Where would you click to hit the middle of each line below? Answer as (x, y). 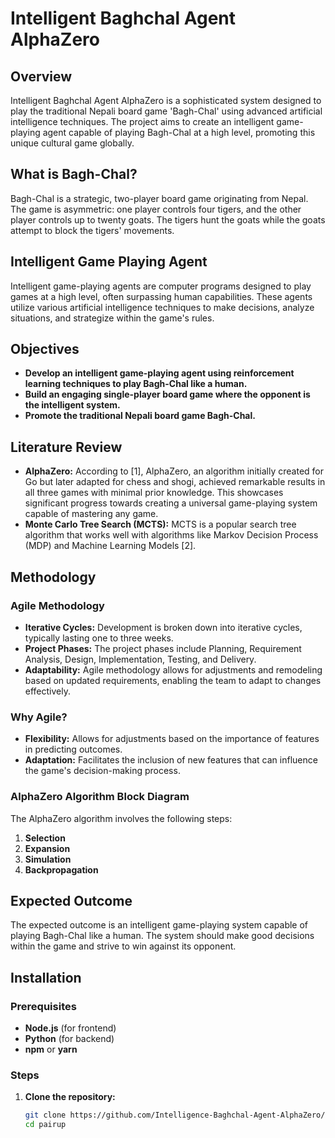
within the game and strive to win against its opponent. (123, 946)
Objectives (45, 349)
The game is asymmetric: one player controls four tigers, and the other (156, 209)
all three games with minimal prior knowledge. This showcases (154, 493)
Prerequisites (43, 1006)
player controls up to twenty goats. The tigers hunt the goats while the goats (168, 219)
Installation (46, 977)
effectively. (47, 691)
